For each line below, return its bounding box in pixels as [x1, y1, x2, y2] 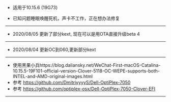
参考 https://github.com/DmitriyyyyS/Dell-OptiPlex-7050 [12, 80, 131, 85]
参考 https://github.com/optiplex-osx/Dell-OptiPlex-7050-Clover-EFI [12, 86, 156, 92]
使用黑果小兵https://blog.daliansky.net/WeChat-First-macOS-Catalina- [12, 62, 161, 68]
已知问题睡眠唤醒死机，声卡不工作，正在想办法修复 [12, 15, 120, 21]
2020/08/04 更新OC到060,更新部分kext [12, 46, 96, 53]
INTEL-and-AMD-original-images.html [12, 73, 93, 79]
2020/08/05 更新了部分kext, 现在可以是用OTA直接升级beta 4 [12, 31, 140, 37]
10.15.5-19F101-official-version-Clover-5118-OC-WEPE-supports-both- [12, 68, 160, 74]
